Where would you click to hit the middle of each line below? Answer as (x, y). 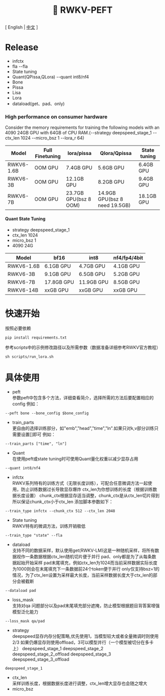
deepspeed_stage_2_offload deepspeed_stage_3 (62, 654)
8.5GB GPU (126, 282)
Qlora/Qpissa (116, 154)
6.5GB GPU (92, 274)
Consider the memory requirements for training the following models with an (82, 127)
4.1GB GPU (126, 266)
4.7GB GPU (92, 266)
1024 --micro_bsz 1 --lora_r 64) (52, 138)
